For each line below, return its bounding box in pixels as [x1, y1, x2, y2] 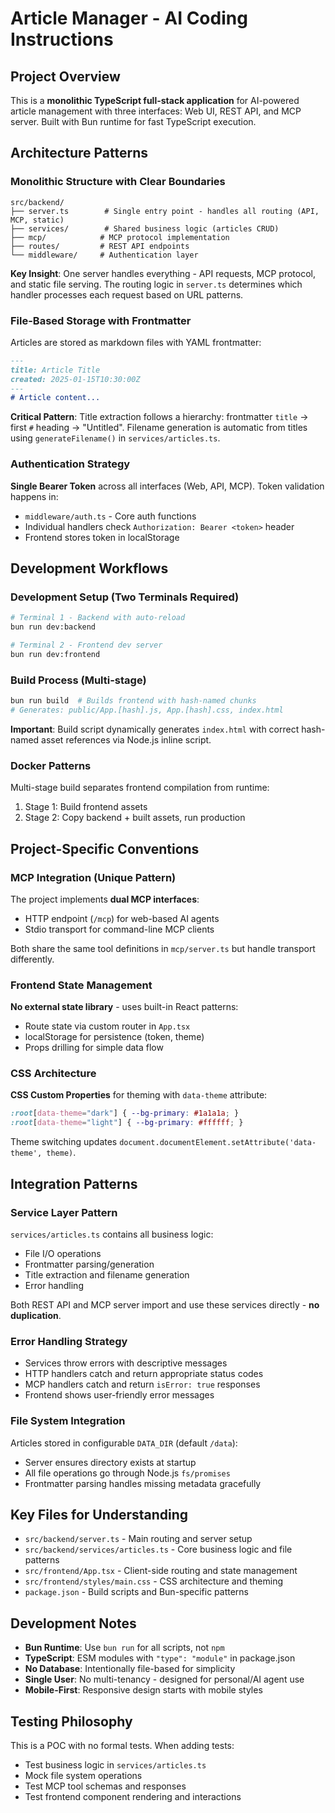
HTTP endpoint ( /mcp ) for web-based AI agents [24, 912, 220, 924]
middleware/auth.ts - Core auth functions [24, 510, 197, 522]
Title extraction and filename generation [24, 1268, 190, 1281]
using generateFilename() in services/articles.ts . [10, 432, 221, 444]
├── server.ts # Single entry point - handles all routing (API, [10, 206, 320, 216]
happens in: [10, 490, 59, 502]
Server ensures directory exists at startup [24, 1456, 197, 1468]
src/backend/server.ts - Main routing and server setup [24, 1533, 253, 1545]
